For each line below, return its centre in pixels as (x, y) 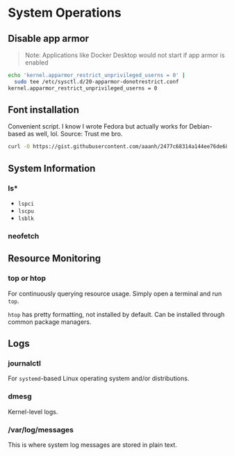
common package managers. (50, 322)
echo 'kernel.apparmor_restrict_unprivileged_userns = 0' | (97, 75)
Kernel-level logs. (33, 412)
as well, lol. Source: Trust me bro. (75, 134)
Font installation (43, 110)
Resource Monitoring (55, 259)
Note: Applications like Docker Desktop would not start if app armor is (125, 55)
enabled (36, 63)
